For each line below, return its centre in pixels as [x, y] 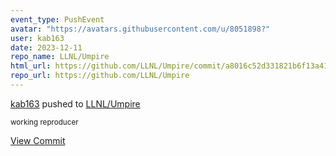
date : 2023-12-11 [46, 47]
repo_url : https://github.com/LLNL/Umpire [100, 76]
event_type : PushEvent [57, 19]
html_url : [31, 66]
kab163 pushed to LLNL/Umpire [75, 103]
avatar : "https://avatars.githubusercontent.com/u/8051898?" [140, 29]
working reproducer [44, 122]
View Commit [38, 140]
